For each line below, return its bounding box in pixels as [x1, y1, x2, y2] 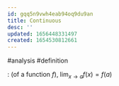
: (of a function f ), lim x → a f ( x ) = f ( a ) [7, 70, 113, 80]
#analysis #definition [7, 56, 69, 65]
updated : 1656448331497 [7, 30, 78, 38]
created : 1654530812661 [7, 37, 78, 44]
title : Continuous [7, 17, 62, 24]
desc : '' [7, 23, 33, 31]
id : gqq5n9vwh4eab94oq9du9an [7, 10, 93, 18]
